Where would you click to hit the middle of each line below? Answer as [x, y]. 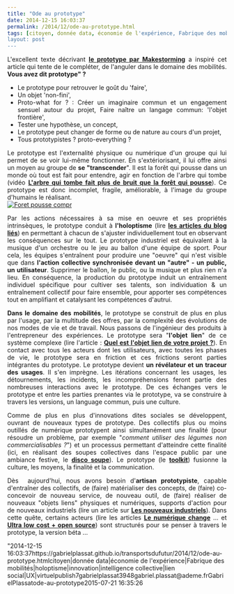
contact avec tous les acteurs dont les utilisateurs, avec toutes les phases [117, 350]
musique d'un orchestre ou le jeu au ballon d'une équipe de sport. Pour [117, 248]
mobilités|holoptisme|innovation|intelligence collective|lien [91, 568]
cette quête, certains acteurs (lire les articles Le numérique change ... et [117, 518]
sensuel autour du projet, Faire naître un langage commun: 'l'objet [122, 110]
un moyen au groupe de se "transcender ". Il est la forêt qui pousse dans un [117, 168]
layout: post [26, 40]
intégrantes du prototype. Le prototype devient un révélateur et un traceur [117, 365]
